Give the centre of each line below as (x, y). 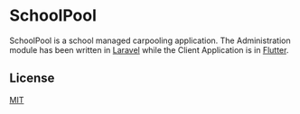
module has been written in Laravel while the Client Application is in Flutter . (149, 49)
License (32, 79)
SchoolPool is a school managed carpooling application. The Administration (150, 40)
